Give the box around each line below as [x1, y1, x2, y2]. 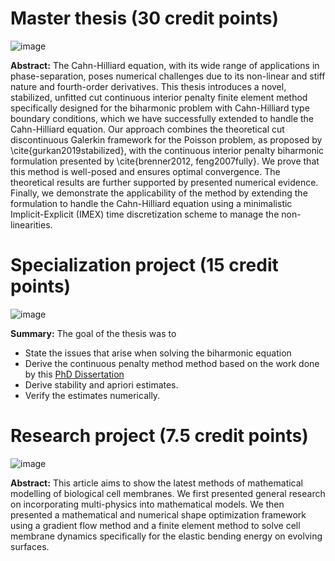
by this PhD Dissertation [24, 368, 125, 380]
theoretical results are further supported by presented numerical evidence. [10, 176, 319, 188]
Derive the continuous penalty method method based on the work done [24, 357, 320, 369]
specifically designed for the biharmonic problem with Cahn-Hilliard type [10, 102, 310, 114]
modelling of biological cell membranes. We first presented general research [10, 487, 326, 499]
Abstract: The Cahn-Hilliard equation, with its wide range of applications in [10, 59, 320, 71]
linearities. [10, 218, 53, 231]
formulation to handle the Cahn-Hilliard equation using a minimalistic [10, 197, 293, 209]
